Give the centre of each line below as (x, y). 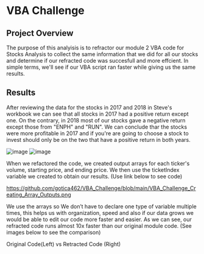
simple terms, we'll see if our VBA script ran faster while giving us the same (101, 67)
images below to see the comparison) (54, 232)
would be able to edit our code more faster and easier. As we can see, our (99, 219)
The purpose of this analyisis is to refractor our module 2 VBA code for (95, 48)
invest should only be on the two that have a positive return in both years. (98, 139)
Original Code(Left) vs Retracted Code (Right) (64, 244)
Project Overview (40, 33)
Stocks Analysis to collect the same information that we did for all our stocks (102, 54)
